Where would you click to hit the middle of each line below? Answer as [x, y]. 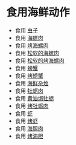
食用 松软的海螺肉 [37, 53]
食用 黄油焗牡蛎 [34, 98]
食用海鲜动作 [38, 12]
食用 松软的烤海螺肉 [40, 60]
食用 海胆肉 [29, 128]
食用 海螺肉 [29, 37]
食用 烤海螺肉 [32, 45]
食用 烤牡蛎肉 [32, 106]
